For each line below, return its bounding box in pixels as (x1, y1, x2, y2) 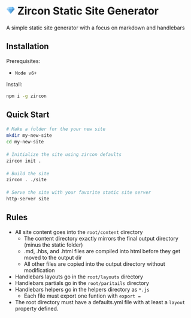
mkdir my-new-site (6, 133, 52, 139)
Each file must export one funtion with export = (23, 292, 141, 299)
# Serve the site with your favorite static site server (6, 190, 151, 196)
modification (23, 266, 55, 274)
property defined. (14, 305, 59, 312)
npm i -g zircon (6, 93, 47, 99)
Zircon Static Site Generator (17, 4, 159, 18)
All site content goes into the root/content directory (14, 228, 143, 235)
